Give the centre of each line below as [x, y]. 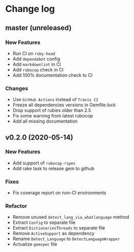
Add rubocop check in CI [38, 70]
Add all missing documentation [45, 121]
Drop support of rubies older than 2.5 [52, 110]
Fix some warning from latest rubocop [53, 116]
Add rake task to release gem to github [53, 168]
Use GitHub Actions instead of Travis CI [56, 100]
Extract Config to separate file [44, 222]
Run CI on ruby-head [34, 53]
